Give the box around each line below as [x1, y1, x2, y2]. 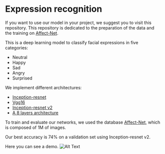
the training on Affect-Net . [5, 30, 59, 36]
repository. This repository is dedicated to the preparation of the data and [5, 25, 154, 30]
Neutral [12, 54, 28, 60]
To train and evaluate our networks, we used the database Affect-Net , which [5, 119, 161, 125]
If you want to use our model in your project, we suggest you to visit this [5, 20, 152, 26]
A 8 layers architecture [12, 109, 59, 116]
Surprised [12, 75, 33, 81]
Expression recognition [5, 3, 102, 15]
